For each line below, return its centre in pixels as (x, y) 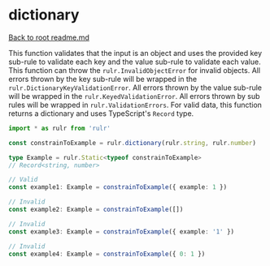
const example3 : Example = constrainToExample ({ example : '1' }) (121, 232)
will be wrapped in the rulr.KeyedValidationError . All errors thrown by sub (134, 96)
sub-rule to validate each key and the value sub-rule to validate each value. (135, 62)
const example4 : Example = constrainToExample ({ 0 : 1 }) (107, 254)
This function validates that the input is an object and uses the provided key (135, 53)
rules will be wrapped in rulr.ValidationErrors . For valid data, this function (135, 105)
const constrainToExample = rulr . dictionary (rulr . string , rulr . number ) (132, 143)
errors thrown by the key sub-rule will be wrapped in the (103, 79)
